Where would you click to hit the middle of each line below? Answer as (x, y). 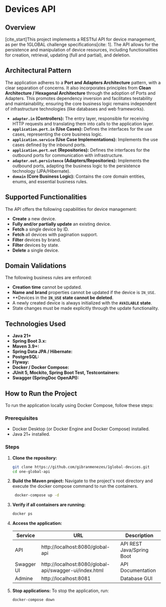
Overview (21, 27)
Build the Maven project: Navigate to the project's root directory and (83, 481)
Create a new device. (34, 218)
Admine (24, 579)
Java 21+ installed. (31, 434)
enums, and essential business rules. (50, 181)
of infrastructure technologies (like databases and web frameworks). (75, 109)
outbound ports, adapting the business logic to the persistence (76, 166)
